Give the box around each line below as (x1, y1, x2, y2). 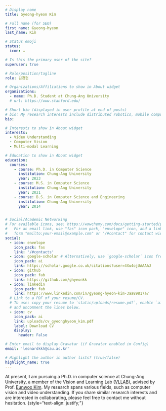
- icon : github (9, 268, 41, 273)
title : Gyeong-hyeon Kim (5, 12, 56, 17)
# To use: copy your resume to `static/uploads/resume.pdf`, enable (9, 300, 154, 306)
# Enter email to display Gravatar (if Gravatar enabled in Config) (5, 341, 149, 347)
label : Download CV (14, 324, 54, 329)
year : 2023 (18, 176, 41, 181)
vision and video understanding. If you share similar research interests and (5, 389, 157, 395)
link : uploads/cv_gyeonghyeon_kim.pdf (14, 319, 94, 324)
